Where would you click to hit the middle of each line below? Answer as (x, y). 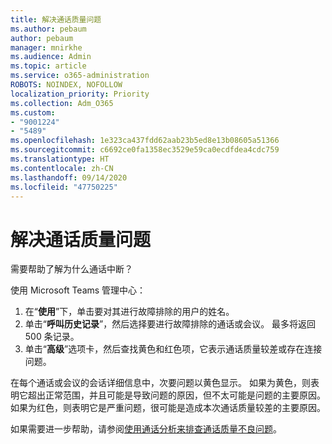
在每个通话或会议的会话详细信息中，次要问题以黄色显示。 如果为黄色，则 (160, 383)
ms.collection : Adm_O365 (62, 103)
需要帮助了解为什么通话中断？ (71, 269)
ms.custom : (33, 112)
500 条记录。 (52, 337)
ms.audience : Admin (51, 57)
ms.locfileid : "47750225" (64, 187)
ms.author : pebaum (48, 29)
